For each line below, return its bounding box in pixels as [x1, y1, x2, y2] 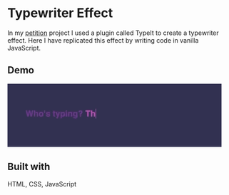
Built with [7, 161, 51, 173]
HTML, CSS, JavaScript [7, 179, 77, 188]
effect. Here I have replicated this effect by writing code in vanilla [7, 36, 199, 44]
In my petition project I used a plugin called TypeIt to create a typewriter [7, 28, 219, 37]
